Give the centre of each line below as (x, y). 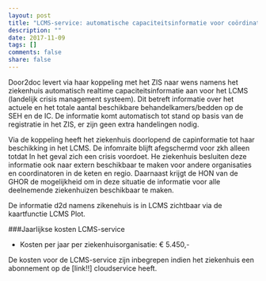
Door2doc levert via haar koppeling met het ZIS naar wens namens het (123, 82)
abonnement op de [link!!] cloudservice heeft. (83, 268)
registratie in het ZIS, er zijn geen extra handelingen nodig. (104, 124)
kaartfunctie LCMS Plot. (47, 214)
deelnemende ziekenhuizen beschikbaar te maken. (91, 190)
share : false (30, 60)
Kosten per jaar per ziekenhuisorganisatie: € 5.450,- (104, 244)
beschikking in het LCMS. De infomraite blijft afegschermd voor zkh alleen (129, 148)
